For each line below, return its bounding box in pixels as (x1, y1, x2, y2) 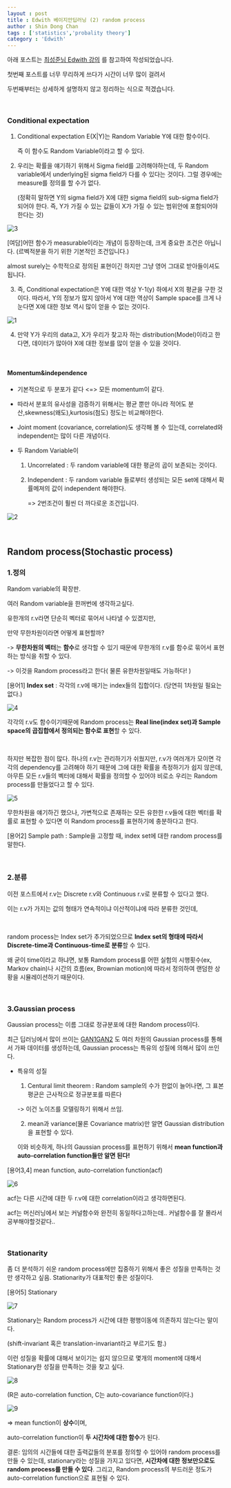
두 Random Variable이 (17, 446, 79, 454)
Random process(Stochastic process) (7, 546, 174, 558)
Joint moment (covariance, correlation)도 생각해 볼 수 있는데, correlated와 (17, 423, 223, 431)
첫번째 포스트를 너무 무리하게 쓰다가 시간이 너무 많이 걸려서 (7, 70, 165, 79)
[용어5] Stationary (7, 1288, 57, 1296)
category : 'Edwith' (7, 36, 67, 43)
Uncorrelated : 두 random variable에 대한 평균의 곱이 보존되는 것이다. (27, 461, 217, 469)
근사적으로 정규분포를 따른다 (46, 1090, 122, 1098)
